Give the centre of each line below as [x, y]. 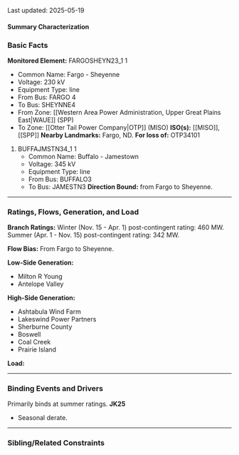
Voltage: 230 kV [41, 82]
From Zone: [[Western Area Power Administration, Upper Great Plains [119, 112]
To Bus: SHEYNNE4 [47, 104]
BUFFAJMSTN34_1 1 [47, 148]
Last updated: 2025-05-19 [46, 10]
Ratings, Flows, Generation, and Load [73, 212]
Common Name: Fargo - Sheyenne [69, 74]
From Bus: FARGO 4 [47, 97]
